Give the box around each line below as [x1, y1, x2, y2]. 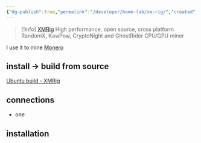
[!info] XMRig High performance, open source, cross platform [21, 25, 174, 33]
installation [6, 128, 49, 139]
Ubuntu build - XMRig [6, 77, 60, 85]
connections [6, 95, 55, 105]
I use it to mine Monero [6, 44, 64, 51]
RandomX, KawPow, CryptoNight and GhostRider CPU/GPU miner [21, 32, 185, 39]
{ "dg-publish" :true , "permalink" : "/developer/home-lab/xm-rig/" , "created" [6, 8, 196, 15]
